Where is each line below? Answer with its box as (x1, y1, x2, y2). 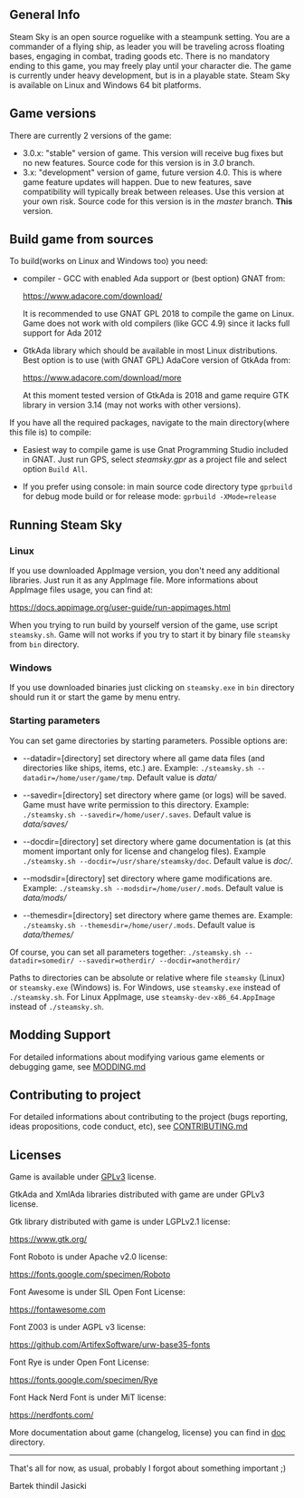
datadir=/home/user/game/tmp (22, 773, 133, 783)
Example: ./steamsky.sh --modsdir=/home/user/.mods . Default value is (22, 882, 284, 893)
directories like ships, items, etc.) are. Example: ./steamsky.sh (22, 762, 254, 773)
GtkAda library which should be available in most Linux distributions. (22, 345, 278, 357)
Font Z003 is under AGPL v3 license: (9, 1322, 147, 1333)
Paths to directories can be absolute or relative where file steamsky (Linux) (9, 972, 286, 983)
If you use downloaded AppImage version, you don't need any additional (9, 565, 280, 576)
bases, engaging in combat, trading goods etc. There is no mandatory (9, 50, 270, 62)
